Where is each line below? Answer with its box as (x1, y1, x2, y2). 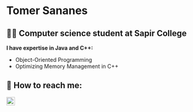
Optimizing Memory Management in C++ (15, 62, 119, 70)
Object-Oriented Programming (15, 56, 93, 63)
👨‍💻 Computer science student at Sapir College (6, 28, 187, 39)
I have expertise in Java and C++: (6, 44, 94, 51)
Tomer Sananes (6, 4, 88, 18)
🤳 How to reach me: (6, 80, 83, 91)
